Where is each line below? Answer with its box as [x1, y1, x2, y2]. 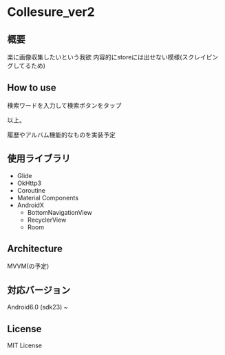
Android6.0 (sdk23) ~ [7, 303, 68, 311]
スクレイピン [182, 53, 219, 61]
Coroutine [17, 186, 46, 194]
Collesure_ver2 [7, 4, 95, 20]
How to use [7, 82, 56, 94]
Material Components [17, 193, 79, 202]
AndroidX [17, 201, 45, 209]
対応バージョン [7, 284, 71, 296]
